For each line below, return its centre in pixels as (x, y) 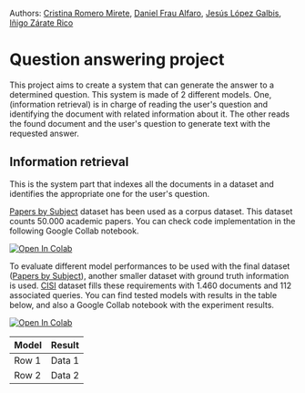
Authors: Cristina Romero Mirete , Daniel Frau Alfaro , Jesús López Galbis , (146, 13)
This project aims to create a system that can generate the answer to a (142, 85)
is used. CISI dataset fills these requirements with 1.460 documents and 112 (151, 285)
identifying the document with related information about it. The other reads (150, 114)
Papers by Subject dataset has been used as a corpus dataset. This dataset (151, 211)
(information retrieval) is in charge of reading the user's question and (139, 104)
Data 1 (65, 360)
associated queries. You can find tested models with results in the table (143, 295)
